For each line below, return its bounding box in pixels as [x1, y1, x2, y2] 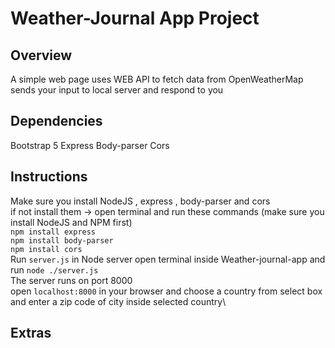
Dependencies [10, 113, 103, 130]
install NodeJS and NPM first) [10, 216, 133, 228]
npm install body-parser [10, 235, 114, 246]
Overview [10, 47, 73, 64]
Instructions [10, 168, 88, 186]
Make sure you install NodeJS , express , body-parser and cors [10, 195, 271, 207]
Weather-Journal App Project [10, 7, 260, 30]
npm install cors [10, 244, 83, 254]
